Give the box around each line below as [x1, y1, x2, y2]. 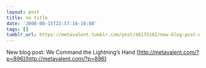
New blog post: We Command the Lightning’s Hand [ [6, 48, 139, 56]
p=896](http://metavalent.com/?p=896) [6, 55, 107, 62]
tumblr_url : [6, 32, 37, 38]
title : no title [6, 15, 48, 21]
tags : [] [6, 26, 29, 32]
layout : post [6, 9, 40, 15]
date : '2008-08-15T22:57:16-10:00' [6, 20, 97, 26]
